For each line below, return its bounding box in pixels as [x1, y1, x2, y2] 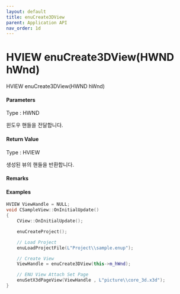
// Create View [17, 256, 54, 261]
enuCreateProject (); [17, 228, 67, 234]
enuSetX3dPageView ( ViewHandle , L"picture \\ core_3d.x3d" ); [17, 277, 166, 283]
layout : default [6, 8, 46, 15]
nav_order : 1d [6, 25, 41, 31]
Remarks [6, 175, 29, 182]
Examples [6, 188, 31, 195]
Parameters [6, 96, 36, 104]
